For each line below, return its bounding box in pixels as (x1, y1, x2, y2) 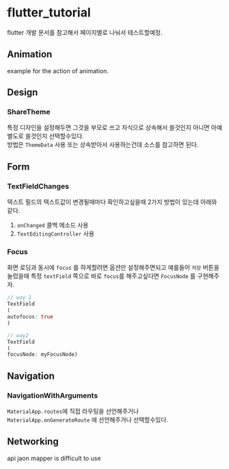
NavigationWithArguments (7, 390, 98, 400)
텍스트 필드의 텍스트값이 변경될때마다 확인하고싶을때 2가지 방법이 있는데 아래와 (7, 198, 217, 206)
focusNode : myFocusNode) (7, 351, 78, 358)
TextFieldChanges (7, 181, 70, 191)
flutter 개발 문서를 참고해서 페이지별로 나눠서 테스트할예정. (7, 28, 163, 36)
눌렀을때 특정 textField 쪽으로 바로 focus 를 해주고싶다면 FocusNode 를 (7, 272, 196, 280)
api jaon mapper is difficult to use (7, 454, 101, 462)
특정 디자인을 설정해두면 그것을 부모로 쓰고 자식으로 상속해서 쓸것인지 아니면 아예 (7, 123, 223, 131)
